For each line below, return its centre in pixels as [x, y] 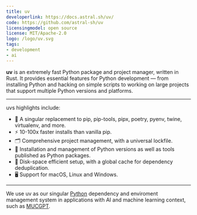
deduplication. [32, 167]
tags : [13, 45]
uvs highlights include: [33, 107]
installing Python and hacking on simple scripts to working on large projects [98, 84]
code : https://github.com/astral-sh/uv [55, 22]
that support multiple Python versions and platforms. [69, 90]
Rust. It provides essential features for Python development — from [87, 78]
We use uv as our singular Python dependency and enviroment [82, 193]
